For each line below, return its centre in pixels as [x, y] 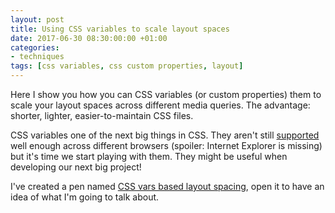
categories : [35, 47]
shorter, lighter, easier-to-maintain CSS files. [102, 115]
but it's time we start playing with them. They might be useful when [149, 156]
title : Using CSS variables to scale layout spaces [120, 29]
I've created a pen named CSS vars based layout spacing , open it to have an [167, 186]
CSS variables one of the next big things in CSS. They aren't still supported [165, 135]
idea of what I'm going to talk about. [85, 197]
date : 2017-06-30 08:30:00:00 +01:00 [89, 38]
